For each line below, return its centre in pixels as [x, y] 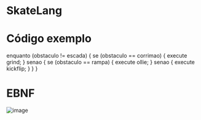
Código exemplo [49, 39]
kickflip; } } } [22, 69]
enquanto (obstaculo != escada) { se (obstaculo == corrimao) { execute [97, 56]
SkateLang [34, 11]
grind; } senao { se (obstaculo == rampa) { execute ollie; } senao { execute [100, 62]
